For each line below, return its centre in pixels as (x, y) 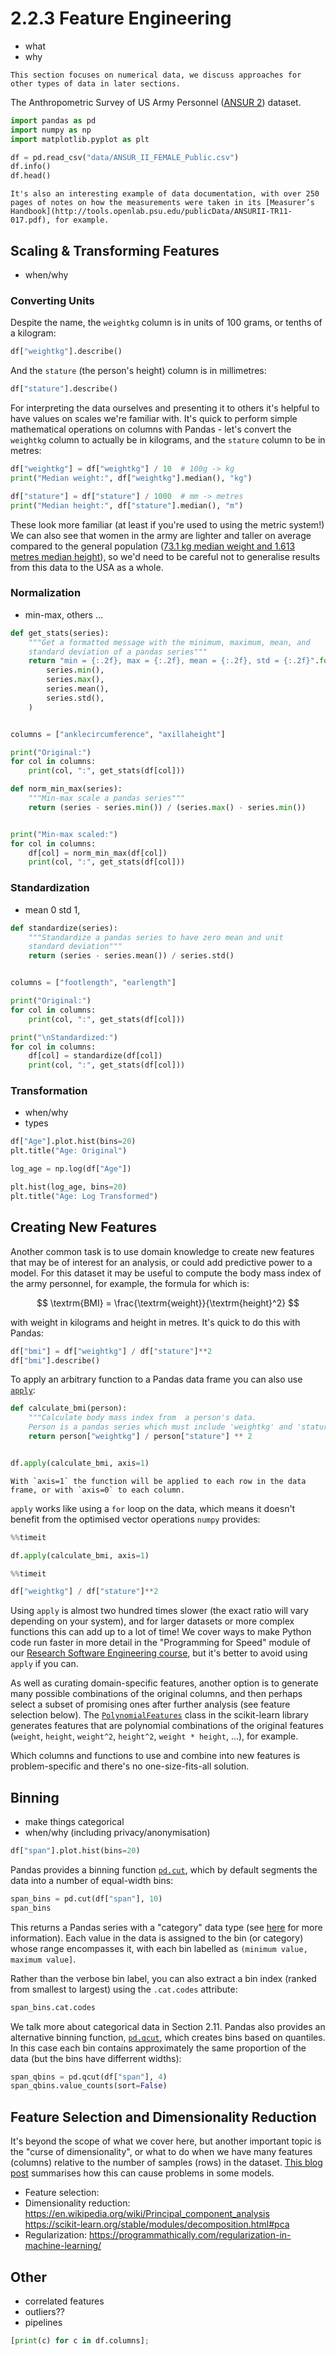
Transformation (49, 1091)
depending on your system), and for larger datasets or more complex (152, 1621)
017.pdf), (31, 220)
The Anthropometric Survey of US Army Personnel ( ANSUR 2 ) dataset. (156, 102)
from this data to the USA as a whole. (87, 567)
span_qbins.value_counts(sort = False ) (89, 2086)
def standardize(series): (64, 928)
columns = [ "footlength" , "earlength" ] (93, 983)
